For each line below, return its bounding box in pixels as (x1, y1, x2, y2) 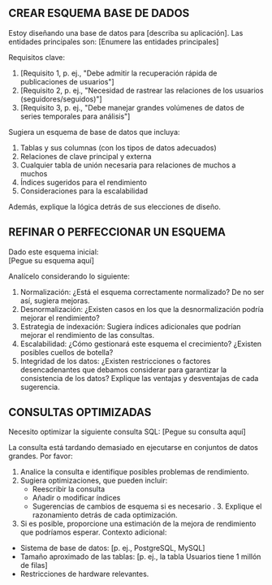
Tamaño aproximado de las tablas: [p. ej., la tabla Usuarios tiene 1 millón (19, 552, 261, 561)
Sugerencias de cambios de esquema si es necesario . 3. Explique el (32, 501, 262, 511)
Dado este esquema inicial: (8, 247, 99, 257)
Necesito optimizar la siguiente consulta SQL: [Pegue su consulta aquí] (8, 427, 246, 437)
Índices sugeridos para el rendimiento (19, 177, 148, 187)
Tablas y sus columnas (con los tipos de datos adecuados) (19, 142, 217, 153)
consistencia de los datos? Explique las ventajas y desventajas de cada (19, 373, 259, 383)
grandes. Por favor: (8, 451, 73, 461)
